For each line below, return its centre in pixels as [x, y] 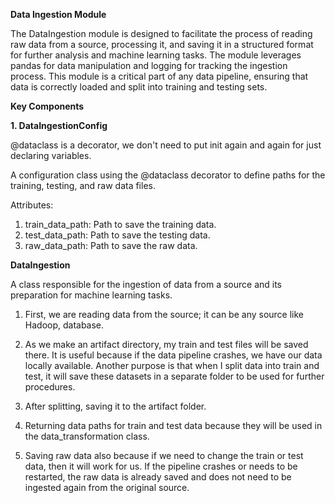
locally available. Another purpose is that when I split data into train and [172, 365]
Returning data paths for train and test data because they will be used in [173, 425]
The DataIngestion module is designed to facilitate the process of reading [161, 33]
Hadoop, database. [64, 325]
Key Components [47, 106]
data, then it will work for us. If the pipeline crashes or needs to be [161, 466]
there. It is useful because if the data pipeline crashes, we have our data [173, 355]
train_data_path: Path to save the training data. [120, 224]
